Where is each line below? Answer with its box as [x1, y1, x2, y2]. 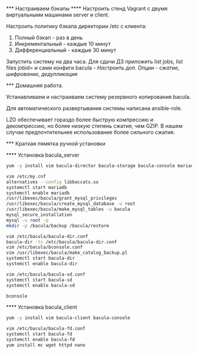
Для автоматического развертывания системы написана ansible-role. [6, 105, 183, 111]
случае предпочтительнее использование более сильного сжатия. [6, 129, 175, 135]
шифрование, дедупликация [6, 71, 78, 77]
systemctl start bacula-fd [6, 331, 72, 338]
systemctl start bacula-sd [6, 277, 72, 283]
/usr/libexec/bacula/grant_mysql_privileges [6, 196, 117, 201]
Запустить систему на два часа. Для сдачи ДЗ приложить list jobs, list [6, 58, 183, 65]
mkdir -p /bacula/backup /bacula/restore [6, 223, 110, 229]
